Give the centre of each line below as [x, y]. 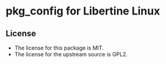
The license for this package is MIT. [59, 48]
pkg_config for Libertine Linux [83, 11]
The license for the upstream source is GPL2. [71, 54]
